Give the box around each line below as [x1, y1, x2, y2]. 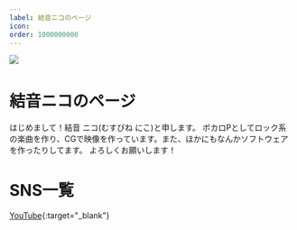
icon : [9, 22, 30, 31]
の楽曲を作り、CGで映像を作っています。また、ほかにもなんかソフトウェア [9, 133, 289, 144]
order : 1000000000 [9, 30, 79, 39]
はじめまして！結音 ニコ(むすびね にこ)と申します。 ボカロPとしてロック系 [9, 123, 287, 133]
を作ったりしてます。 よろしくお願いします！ [9, 145, 177, 156]
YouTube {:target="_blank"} [9, 210, 110, 221]
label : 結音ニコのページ [9, 13, 92, 23]
